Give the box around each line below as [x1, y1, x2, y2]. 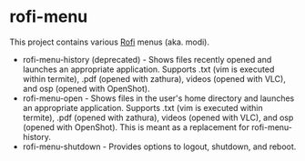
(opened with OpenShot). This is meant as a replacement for [22, 121, 250, 133]
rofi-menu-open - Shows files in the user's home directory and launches [22, 93, 295, 104]
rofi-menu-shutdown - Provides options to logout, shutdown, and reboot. [22, 141, 297, 152]
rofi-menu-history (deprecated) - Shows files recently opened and [22, 54, 272, 65]
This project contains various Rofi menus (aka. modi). [9, 36, 209, 47]
